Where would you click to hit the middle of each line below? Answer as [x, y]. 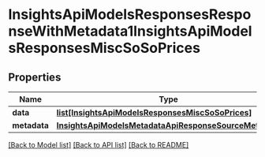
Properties [35, 77]
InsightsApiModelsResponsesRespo [130, 15]
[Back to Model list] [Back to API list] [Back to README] [99, 145]
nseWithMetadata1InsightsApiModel [130, 31]
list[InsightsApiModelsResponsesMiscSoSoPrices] [154, 112]
